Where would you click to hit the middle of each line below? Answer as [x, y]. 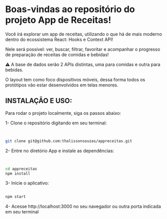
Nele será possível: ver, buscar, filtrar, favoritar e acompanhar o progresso [83, 49]
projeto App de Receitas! [58, 20]
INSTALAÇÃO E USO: [39, 101]
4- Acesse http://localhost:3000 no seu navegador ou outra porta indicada [83, 206]
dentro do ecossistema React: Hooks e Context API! [59, 39]
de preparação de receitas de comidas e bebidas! [57, 55]
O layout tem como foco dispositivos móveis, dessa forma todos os [75, 79]
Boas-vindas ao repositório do [70, 9]
